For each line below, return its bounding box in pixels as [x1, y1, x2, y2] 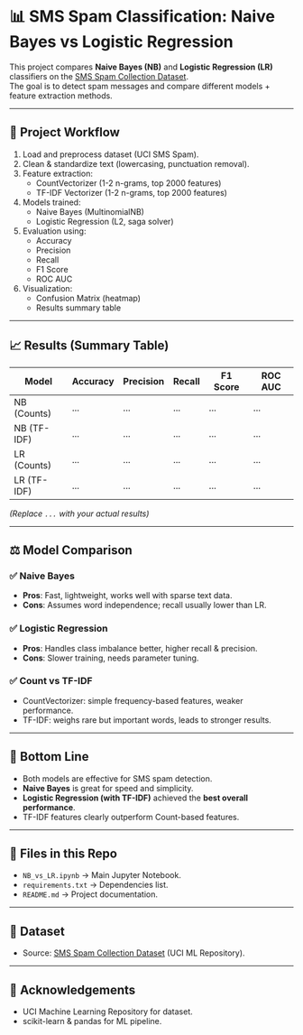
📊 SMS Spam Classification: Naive [9, 6, 275, 27]
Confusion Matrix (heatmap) [35, 292, 142, 303]
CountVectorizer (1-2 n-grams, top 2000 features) [35, 177, 222, 189]
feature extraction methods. [9, 90, 113, 101]
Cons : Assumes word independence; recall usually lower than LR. [22, 600, 267, 611]
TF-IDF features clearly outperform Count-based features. [22, 811, 240, 822]
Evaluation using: [22, 226, 87, 236]
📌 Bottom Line [9, 749, 89, 764]
